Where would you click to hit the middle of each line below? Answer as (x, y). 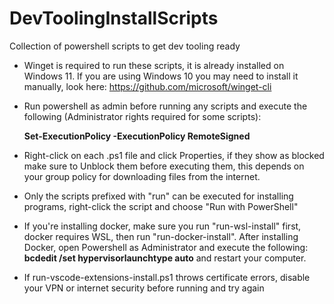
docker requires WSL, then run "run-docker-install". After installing (161, 236)
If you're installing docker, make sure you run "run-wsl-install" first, (162, 226)
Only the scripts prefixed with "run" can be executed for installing (158, 196)
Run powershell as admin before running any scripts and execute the (165, 106)
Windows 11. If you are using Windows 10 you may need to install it (161, 76)
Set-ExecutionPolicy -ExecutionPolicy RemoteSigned (137, 136)
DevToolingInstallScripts (114, 18)
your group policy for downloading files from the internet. (142, 176)
